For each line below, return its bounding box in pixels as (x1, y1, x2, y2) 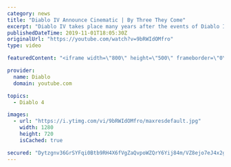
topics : (7, 92, 30, 99)
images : (7, 111, 30, 118)
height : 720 (19, 130, 54, 137)
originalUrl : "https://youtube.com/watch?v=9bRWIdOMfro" (7, 36, 174, 43)
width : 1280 (19, 124, 54, 131)
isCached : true (19, 137, 63, 144)
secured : (7, 149, 32, 156)
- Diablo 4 (13, 99, 45, 106)
